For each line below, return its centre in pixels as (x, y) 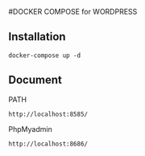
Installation (37, 37)
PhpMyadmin (30, 129)
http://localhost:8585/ (48, 114)
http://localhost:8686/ (48, 144)
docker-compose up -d (45, 55)
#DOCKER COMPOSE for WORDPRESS (73, 12)
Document (35, 80)
